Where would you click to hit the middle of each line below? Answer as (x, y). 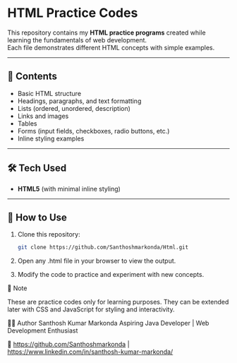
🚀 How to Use (37, 217)
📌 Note (17, 288)
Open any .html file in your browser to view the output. (97, 261)
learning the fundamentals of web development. (77, 40)
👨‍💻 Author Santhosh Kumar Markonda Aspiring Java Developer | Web (108, 323)
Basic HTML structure (49, 93)
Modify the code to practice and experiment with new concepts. (111, 275)
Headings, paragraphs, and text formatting (79, 101)
